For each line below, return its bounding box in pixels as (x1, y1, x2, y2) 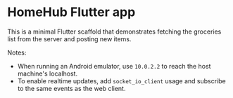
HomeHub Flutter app (7, 4, 136, 20)
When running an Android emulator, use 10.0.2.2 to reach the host (17, 62, 211, 70)
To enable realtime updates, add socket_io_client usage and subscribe (17, 76, 227, 85)
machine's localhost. (17, 69, 78, 78)
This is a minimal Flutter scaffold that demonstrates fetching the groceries (7, 27, 222, 36)
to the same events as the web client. (17, 84, 126, 92)
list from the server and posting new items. (7, 34, 132, 43)
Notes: (7, 48, 27, 57)
